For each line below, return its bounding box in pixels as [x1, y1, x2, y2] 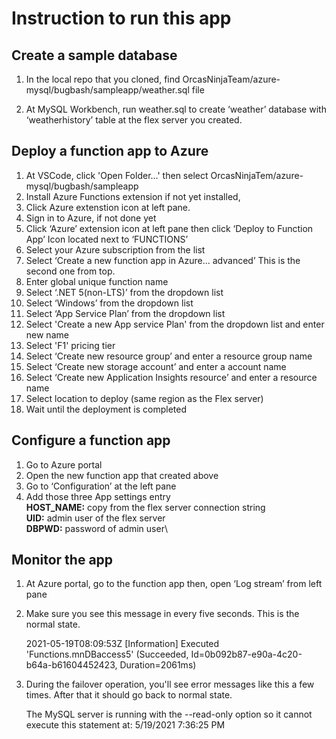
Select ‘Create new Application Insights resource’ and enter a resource [25, 371, 318, 383]
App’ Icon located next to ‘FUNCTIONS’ [25, 233, 189, 245]
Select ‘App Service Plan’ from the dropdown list [25, 307, 226, 319]
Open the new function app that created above [25, 469, 219, 481]
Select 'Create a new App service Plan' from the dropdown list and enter [25, 318, 325, 330]
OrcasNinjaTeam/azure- [182, 73, 281, 85]
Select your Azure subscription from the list [25, 243, 206, 256]
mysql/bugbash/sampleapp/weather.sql [25, 84, 190, 96]
